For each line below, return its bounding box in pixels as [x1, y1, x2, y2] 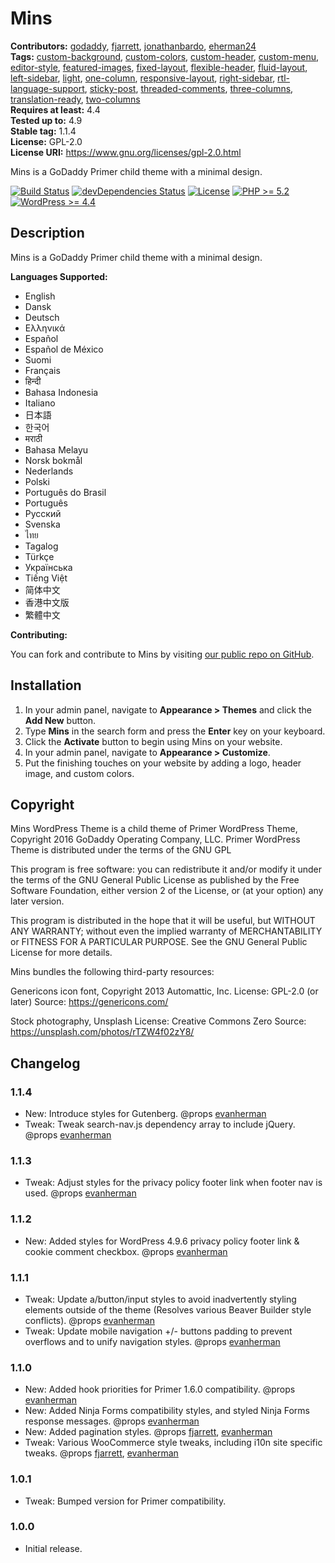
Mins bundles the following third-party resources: [10, 966, 215, 978]
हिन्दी [24, 375, 42, 387]
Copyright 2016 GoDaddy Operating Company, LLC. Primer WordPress [10, 833, 301, 846]
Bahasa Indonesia [24, 386, 99, 398]
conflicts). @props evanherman [24, 1314, 155, 1326]
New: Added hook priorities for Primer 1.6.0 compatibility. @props [24, 1383, 296, 1396]
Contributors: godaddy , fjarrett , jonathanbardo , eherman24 [10, 40, 257, 52]
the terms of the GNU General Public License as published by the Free [10, 874, 300, 886]
